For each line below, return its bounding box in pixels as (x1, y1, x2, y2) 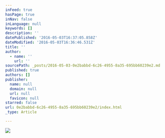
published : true (5, 68, 39, 73)
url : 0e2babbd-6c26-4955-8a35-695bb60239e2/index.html (5, 105, 122, 110)
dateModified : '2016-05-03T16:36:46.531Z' (5, 40, 95, 45)
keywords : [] (5, 26, 33, 31)
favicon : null (10, 95, 39, 100)
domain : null (10, 86, 37, 91)
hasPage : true (5, 12, 35, 17)
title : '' (5, 44, 26, 49)
